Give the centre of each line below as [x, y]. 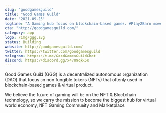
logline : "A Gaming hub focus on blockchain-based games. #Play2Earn [78, 24]
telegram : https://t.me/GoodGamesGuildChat [51, 56]
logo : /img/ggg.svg [25, 38]
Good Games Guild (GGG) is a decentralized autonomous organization [77, 74]
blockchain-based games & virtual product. [49, 85]
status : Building [23, 42]
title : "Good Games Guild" [33, 14]
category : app [20, 33]
